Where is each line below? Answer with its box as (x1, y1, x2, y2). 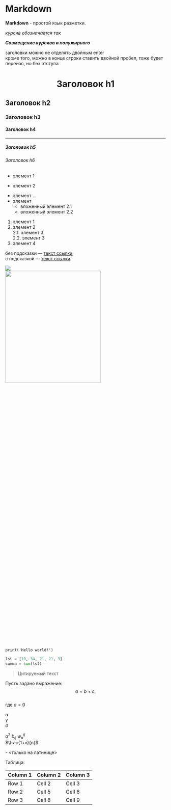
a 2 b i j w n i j (5, 732, 25, 740)
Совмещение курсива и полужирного (5, 39, 91, 46)
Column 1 (8, 771, 32, 778)
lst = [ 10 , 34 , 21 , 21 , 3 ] (5, 657, 63, 662)
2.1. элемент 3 (12, 230, 44, 236)
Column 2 (37, 771, 61, 778)
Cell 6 (66, 788, 80, 795)
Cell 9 (66, 797, 80, 804)
